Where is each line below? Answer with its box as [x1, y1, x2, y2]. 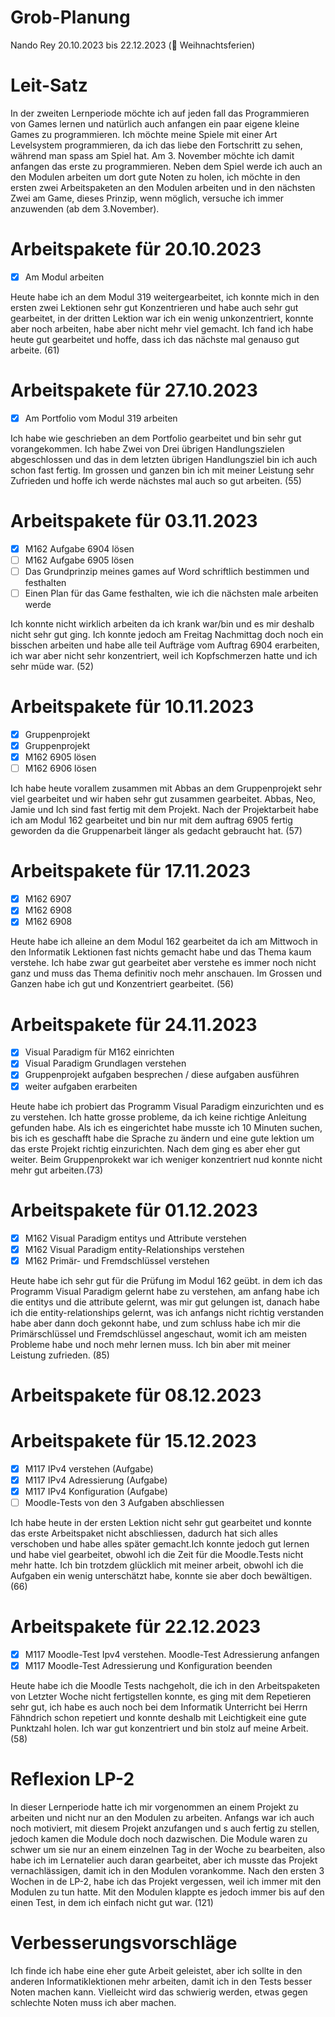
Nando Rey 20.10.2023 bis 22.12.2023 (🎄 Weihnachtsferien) [10, 39, 256, 51]
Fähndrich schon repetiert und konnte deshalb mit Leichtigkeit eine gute [10, 1712, 307, 1724]
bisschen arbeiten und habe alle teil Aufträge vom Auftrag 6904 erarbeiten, [10, 639, 320, 651]
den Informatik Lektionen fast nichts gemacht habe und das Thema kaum [10, 946, 312, 958]
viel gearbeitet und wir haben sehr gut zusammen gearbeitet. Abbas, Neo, [10, 793, 316, 805]
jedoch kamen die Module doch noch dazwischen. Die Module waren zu [10, 1833, 308, 1845]
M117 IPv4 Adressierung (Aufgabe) [24, 1474, 168, 1486]
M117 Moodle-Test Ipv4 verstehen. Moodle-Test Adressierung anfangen [24, 1649, 320, 1660]
